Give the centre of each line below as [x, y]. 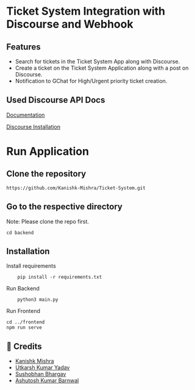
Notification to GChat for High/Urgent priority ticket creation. [91, 81]
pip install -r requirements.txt [60, 277]
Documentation [26, 115]
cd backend [20, 233]
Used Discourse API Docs [56, 100]
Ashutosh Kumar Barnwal [47, 381]
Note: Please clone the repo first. [48, 221]
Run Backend [23, 289]
